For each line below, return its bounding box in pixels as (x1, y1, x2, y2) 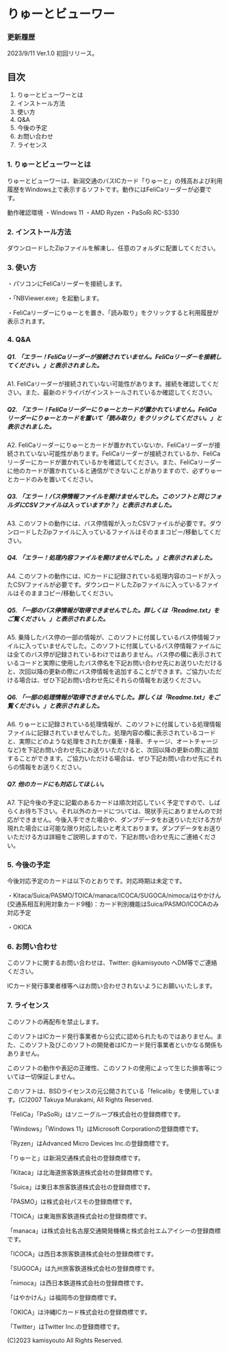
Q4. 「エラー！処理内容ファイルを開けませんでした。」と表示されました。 (7, 553, 217, 562)
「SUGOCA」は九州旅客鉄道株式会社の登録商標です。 (7, 1264, 159, 1272)
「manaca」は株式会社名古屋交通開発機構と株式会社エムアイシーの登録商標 (7, 1226, 221, 1235)
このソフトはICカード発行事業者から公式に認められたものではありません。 (7, 1032, 217, 1040)
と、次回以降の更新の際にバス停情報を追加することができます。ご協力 (7, 667, 204, 675)
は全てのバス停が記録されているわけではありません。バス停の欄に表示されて (7, 650, 222, 658)
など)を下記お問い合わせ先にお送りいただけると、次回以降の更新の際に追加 (7, 745, 219, 754)
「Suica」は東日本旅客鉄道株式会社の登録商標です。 (7, 1182, 154, 1191)
